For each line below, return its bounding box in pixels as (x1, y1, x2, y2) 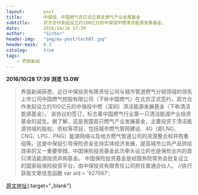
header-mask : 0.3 (6, 42, 52, 48)
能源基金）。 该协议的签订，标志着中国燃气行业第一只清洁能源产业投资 (20, 110, 191, 117)
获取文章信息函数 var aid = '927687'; (20, 170, 111, 177)
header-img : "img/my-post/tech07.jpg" (6, 36, 108, 42)
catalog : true (6, 47, 55, 53)
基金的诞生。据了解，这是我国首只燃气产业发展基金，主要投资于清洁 (20, 117, 187, 124)
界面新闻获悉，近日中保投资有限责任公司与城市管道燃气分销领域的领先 (20, 88, 193, 95)
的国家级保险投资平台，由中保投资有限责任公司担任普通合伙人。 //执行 (20, 162, 193, 169)
